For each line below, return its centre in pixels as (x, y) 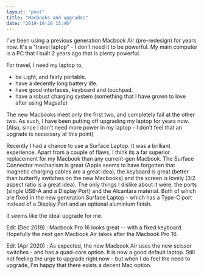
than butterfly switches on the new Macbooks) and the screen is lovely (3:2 (101, 178)
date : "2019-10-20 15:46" (39, 23)
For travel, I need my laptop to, (45, 65)
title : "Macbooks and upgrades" (47, 18)
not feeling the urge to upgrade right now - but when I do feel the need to (98, 259)
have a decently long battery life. (56, 83)
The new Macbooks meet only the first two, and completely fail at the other (100, 115)
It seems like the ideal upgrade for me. (55, 216)
